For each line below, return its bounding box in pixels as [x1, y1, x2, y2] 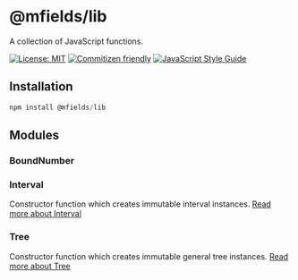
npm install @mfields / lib [9, 103, 106, 112]
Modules [9, 128, 60, 143]
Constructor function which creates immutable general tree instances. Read [9, 250, 289, 261]
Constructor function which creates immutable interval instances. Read [9, 199, 271, 209]
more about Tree [9, 260, 72, 271]
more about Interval [9, 208, 82, 219]
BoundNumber [9, 154, 74, 166]
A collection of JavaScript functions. [9, 36, 143, 47]
